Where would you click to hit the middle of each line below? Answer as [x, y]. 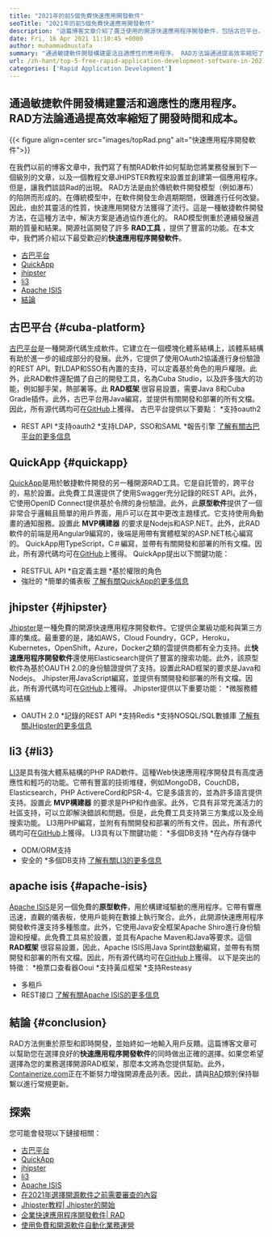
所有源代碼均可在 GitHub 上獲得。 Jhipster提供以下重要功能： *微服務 [137, 688]
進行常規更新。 [48, 1084]
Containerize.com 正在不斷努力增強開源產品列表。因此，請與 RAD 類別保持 [131, 1074]
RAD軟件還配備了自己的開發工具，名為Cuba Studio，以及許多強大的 [143, 379]
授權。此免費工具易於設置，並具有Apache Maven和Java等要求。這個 [138, 937]
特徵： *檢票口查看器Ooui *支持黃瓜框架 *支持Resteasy [100, 967]
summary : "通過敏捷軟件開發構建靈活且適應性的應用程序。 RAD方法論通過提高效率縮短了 [137, 53]
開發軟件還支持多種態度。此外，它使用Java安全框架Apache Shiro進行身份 [131, 927]
